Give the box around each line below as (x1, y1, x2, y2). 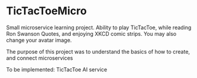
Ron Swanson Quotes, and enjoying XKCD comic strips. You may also (6, 30, 177, 37)
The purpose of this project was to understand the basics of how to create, (6, 48, 190, 55)
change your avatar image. (6, 36, 72, 43)
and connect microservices (6, 54, 73, 61)
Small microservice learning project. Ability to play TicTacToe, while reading (6, 24, 192, 31)
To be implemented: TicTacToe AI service (6, 65, 107, 73)
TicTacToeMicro (6, 4, 87, 18)
